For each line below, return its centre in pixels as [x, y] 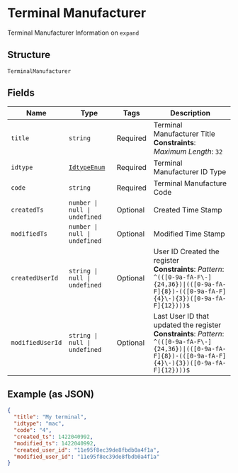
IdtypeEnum [87, 167]
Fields [21, 93]
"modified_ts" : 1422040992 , [55, 443]
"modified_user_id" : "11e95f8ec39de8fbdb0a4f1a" [87, 457]
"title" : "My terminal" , [50, 417]
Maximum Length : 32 [188, 152]
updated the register [187, 325]
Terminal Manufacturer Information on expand [73, 33]
